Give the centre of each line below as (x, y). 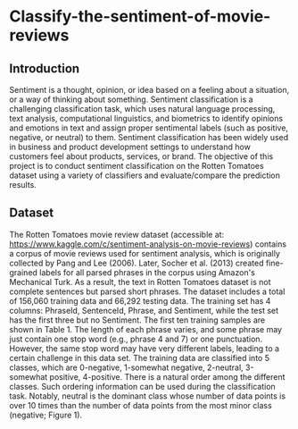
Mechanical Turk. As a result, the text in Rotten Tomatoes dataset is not (140, 282)
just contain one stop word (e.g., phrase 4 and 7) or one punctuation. (136, 339)
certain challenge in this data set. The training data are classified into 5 (140, 357)
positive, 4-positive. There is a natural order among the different (167, 376)
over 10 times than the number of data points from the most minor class (141, 405)
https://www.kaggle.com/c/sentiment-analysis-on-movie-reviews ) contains (148, 244)
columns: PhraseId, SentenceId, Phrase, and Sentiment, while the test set (144, 310)
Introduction (45, 68)
